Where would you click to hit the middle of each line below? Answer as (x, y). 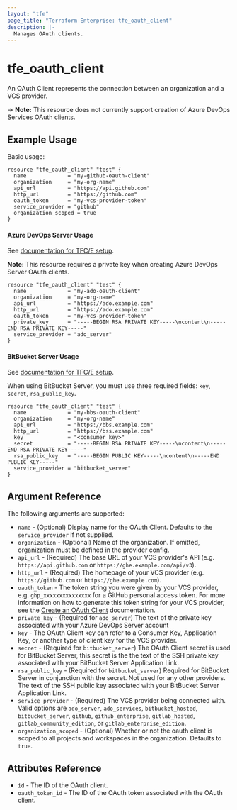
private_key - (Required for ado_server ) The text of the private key (115, 618)
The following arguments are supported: (66, 514)
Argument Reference (54, 496)
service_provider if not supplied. (66, 535)
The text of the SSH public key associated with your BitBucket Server (118, 686)
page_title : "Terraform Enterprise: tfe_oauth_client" (90, 21)
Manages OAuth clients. (48, 34)
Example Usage (42, 139)
